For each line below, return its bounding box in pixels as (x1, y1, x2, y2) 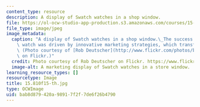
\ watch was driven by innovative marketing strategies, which (17, 42, 177, 48)
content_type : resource (6, 8, 65, 15)
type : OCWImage (6, 86, 44, 92)
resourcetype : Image (6, 75, 58, 81)
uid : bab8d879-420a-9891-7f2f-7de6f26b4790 (6, 92, 116, 97)
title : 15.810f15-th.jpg (6, 81, 68, 87)
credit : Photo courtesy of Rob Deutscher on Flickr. (11, 58, 145, 64)
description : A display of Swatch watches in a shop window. (6, 14, 161, 20)
